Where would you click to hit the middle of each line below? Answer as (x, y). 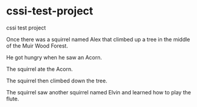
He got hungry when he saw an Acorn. (54, 57)
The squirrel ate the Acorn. (40, 69)
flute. (13, 99)
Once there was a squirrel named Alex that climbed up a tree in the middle (98, 39)
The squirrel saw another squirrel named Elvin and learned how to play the (99, 92)
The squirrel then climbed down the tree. (57, 81)
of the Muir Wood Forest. (37, 46)
